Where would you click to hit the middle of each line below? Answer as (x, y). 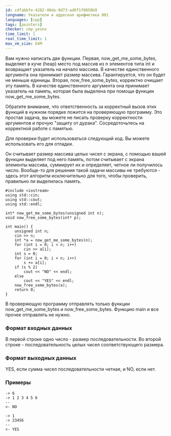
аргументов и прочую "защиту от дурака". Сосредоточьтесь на (75, 123)
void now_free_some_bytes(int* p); (43, 217)
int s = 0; (26, 254)
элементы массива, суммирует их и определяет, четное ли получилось (84, 165)
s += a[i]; (35, 263)
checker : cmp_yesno (26, 29)
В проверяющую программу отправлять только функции (68, 304)
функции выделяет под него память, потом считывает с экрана (75, 159)
